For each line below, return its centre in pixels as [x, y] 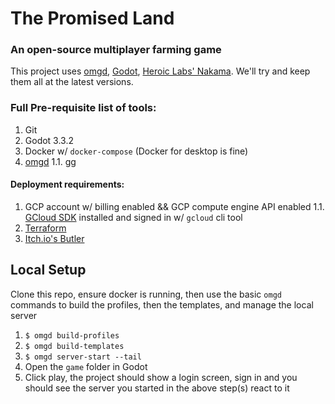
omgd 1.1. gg [50, 161]
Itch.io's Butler [54, 238]
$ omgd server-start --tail [83, 357]
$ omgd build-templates [74, 346]
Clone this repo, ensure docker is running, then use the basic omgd [146, 294]
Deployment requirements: [67, 184]
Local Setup [48, 270]
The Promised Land [92, 18]
